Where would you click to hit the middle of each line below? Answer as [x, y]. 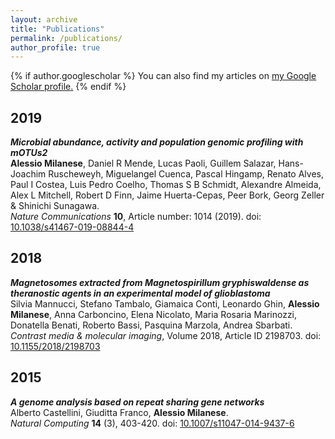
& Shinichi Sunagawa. [55, 206]
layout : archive [44, 19]
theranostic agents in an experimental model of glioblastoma [140, 293]
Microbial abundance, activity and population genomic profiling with [157, 142]
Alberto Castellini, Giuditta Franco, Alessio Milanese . [119, 412]
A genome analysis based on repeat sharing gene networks [137, 402]
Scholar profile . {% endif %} [68, 87]
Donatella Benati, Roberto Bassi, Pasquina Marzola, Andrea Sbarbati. [151, 325]
